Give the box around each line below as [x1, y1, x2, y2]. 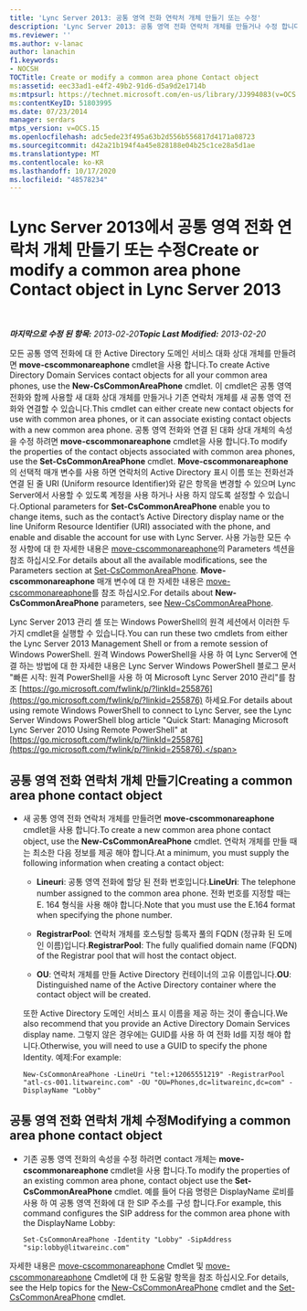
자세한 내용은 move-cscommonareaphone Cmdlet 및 [9, 1260, 204, 1271]
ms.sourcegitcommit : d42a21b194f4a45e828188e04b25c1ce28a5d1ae [9, 141, 256, 150]
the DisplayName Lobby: [22, 1217, 116, 1228]
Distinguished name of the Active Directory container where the [36, 979, 277, 990]
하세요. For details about [205, 695, 293, 706]
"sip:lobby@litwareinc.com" [22, 1242, 130, 1252]
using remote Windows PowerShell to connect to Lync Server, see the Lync [9, 705, 292, 716]
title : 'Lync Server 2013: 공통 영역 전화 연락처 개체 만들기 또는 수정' [9, 13, 262, 23]
